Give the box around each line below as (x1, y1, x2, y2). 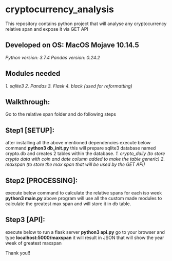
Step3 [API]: (5, 215, 45, 224)
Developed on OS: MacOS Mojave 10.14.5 (5, 41, 140, 50)
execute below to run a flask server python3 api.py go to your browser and (5, 229, 165, 235)
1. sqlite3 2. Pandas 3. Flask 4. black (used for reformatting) (5, 83, 132, 89)
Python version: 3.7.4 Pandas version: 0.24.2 (5, 54, 100, 60)
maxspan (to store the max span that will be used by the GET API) (5, 161, 145, 167)
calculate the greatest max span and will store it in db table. (5, 201, 131, 207)
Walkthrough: (5, 97, 50, 106)
